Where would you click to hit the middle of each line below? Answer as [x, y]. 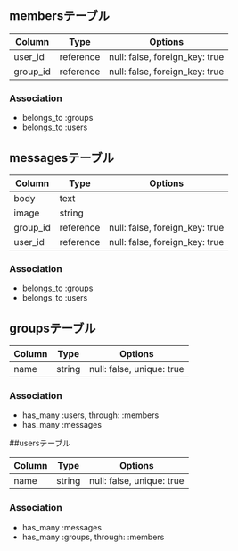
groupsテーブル [53, 328]
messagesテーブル [62, 158]
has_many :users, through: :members [90, 415]
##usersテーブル [40, 443]
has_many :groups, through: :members [93, 537]
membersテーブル [59, 16]
